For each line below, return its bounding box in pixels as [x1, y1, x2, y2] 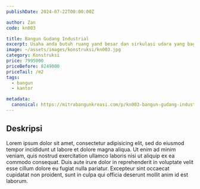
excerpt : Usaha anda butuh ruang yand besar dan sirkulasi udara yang [6, 41, 185, 48]
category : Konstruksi [6, 52, 60, 58]
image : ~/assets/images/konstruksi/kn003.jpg [6, 47, 121, 53]
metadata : [6, 96, 31, 102]
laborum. [6, 177, 29, 184]
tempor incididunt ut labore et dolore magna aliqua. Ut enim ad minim [6, 146, 176, 153]
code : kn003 [6, 25, 36, 31]
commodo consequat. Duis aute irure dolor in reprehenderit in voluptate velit [6, 158, 193, 165]
